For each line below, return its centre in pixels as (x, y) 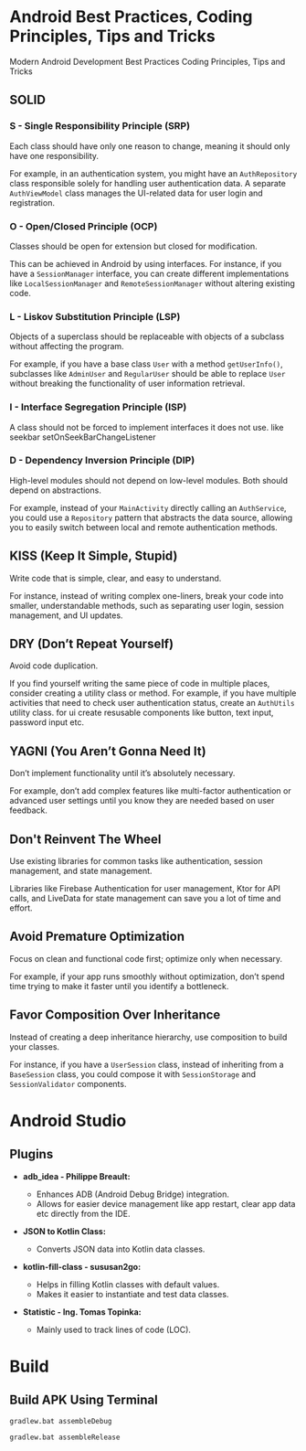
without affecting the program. (67, 347)
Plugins (32, 1154)
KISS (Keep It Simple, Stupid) (94, 556)
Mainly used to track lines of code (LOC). (114, 1329)
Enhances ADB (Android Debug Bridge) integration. (133, 1194)
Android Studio (68, 1120)
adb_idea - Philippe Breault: (76, 1176)
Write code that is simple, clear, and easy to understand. (116, 578)
